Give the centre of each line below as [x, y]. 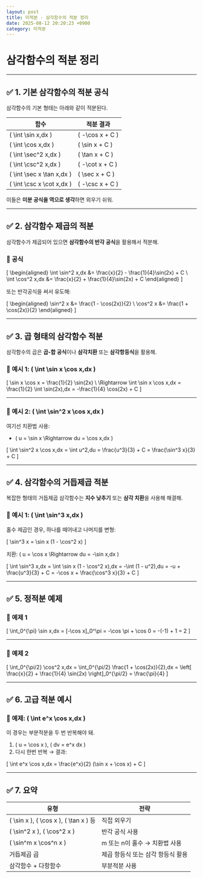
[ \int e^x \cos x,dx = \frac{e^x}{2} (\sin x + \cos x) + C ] [76, 764]
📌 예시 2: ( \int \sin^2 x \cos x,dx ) [55, 412]
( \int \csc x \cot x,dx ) [41, 184]
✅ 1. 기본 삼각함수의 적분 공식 [57, 92]
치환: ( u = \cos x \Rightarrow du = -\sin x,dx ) [63, 554]
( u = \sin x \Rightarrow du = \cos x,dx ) [64, 438]
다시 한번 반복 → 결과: [41, 752]
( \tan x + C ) [95, 154]
